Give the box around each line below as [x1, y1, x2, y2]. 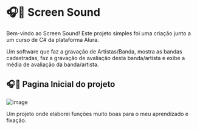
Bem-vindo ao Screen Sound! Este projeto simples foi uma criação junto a [6, 29, 192, 37]
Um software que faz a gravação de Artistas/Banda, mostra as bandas [6, 47, 182, 55]
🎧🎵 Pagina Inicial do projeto [6, 79, 116, 89]
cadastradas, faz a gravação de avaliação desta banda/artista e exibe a [6, 54, 185, 61]
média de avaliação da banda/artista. [6, 61, 99, 68]
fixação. [6, 117, 27, 124]
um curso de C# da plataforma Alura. [6, 36, 99, 43]
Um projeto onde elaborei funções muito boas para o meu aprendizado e [6, 110, 188, 117]
